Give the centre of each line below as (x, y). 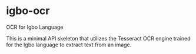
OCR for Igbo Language (35, 27)
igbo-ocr (28, 11)
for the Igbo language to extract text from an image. (69, 45)
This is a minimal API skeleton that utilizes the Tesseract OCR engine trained (98, 38)
